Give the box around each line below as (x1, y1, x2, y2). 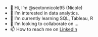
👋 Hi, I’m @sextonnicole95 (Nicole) (10, 5, 83, 10)
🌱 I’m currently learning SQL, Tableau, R (10, 15, 93, 21)
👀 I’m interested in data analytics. (10, 10, 79, 16)
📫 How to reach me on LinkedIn (10, 26, 77, 32)
